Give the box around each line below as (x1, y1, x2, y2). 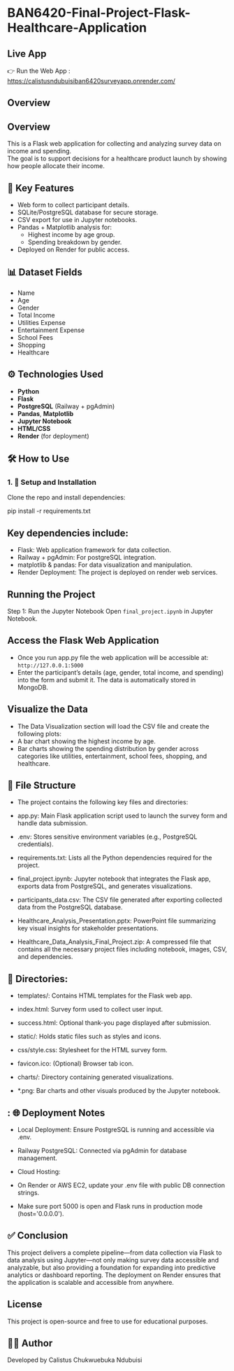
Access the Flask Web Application (7, 635, 159, 647)
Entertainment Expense (17, 326, 85, 334)
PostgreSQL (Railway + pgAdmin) (17, 401, 115, 411)
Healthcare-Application (7, 20, 147, 36)
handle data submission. (17, 819, 88, 827)
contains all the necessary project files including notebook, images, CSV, (17, 945, 228, 953)
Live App (7, 48, 47, 60)
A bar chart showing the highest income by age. (17, 737, 156, 745)
